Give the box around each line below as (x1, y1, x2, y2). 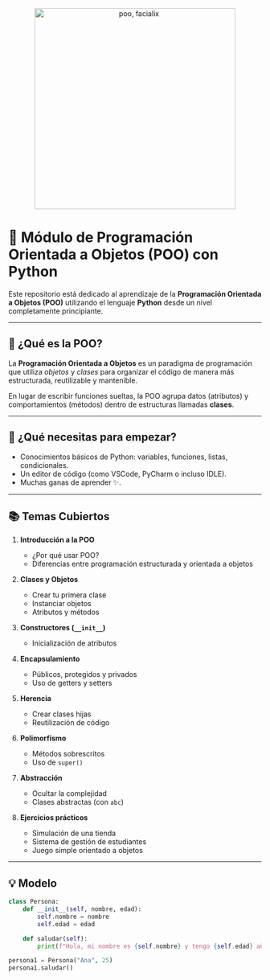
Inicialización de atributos (31, 638, 117, 648)
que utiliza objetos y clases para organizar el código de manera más (8, 367, 235, 376)
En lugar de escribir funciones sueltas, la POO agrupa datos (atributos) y (8, 391, 249, 400)
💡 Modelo (8, 876, 58, 890)
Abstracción (19, 773, 63, 783)
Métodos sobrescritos (31, 749, 105, 759)
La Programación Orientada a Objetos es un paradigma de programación (8, 358, 253, 368)
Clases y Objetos (19, 575, 79, 584)
